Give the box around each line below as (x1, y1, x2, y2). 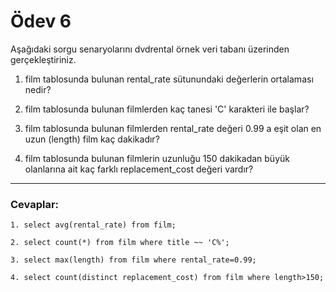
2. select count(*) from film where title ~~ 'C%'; (10, 238, 230, 248)
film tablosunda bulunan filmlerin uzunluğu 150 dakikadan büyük (24, 152, 290, 164)
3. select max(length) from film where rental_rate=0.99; (10, 255, 257, 265)
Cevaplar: (10, 197, 60, 211)
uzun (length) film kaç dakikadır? (24, 133, 160, 145)
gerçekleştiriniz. (10, 53, 77, 65)
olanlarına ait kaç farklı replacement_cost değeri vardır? (24, 163, 254, 175)
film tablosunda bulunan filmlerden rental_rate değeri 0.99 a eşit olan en (24, 122, 322, 134)
